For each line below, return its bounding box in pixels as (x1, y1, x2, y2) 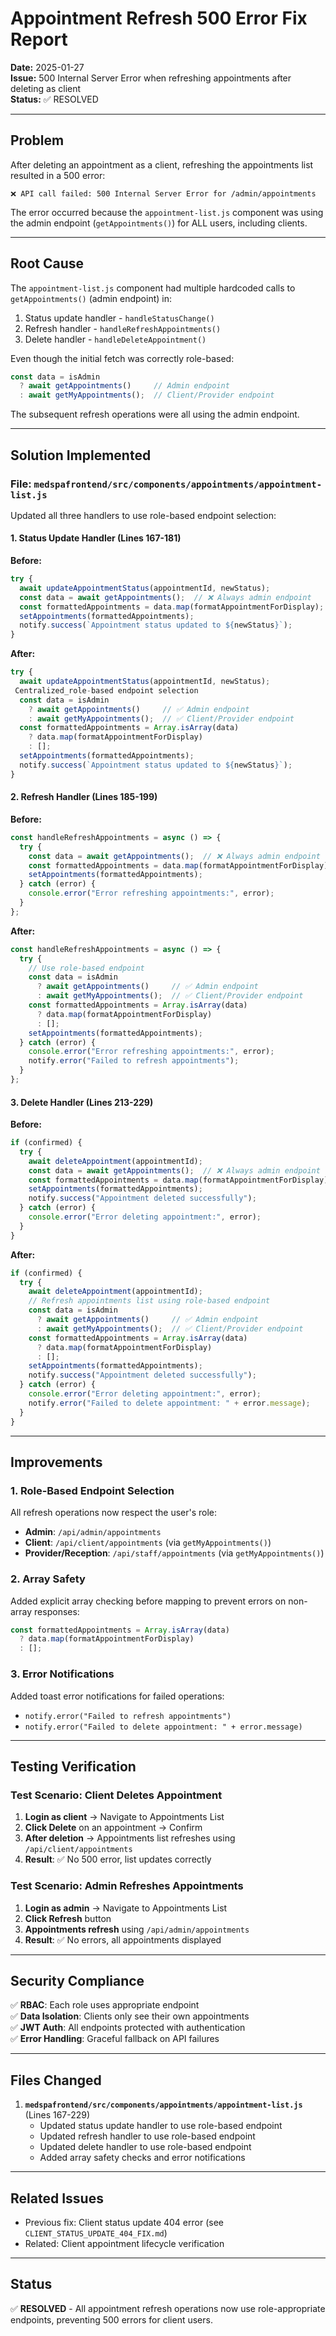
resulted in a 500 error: (10, 169, 106, 181)
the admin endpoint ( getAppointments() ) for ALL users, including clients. (10, 217, 308, 229)
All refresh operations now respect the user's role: (10, 1507, 218, 1519)
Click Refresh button (24, 1912, 112, 1924)
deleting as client (10, 82, 82, 94)
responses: (34, 1605, 80, 1617)
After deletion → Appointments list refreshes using (24, 1832, 236, 1844)
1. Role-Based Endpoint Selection (10, 1483, 175, 1497)
